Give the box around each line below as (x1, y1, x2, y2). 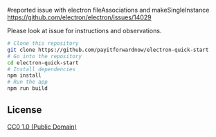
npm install (7, 72, 42, 79)
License (7, 104, 42, 116)
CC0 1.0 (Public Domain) (7, 122, 78, 131)
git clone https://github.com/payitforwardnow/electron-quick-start (7, 46, 209, 53)
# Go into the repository (7, 53, 82, 60)
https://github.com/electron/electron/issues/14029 (7, 13, 152, 21)
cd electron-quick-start (7, 59, 79, 66)
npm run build (7, 85, 48, 92)
